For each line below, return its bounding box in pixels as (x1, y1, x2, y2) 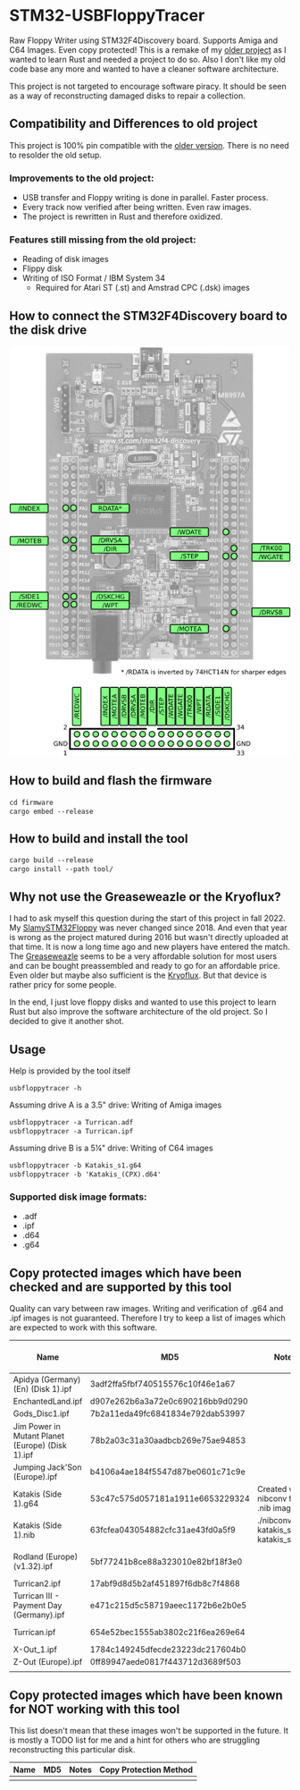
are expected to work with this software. (9, 1322, 158, 1333)
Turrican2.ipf (12, 1578, 61, 1589)
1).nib (12, 1529, 36, 1540)
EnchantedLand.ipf (12, 1396, 83, 1407)
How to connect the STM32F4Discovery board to (9, 308, 287, 323)
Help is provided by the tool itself (9, 1065, 131, 1076)
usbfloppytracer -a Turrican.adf (9, 1117, 134, 1127)
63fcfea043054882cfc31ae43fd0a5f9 (89, 1524, 237, 1535)
